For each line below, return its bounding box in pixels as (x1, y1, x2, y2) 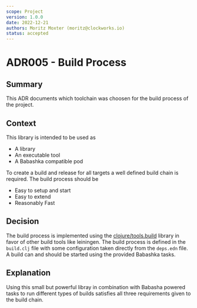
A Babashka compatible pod (14, 157, 84, 165)
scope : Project (6, 8, 44, 15)
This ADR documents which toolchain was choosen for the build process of (6, 95, 189, 102)
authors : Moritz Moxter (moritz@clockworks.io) (6, 25, 125, 31)
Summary (6, 79, 43, 89)
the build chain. (6, 296, 44, 303)
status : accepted (6, 31, 49, 37)
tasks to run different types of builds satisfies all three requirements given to (6, 290, 191, 297)
